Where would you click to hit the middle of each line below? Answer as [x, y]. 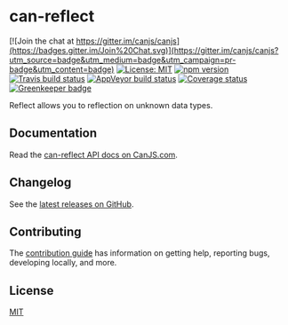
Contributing [45, 231]
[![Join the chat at [42, 41]
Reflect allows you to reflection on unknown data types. [111, 105]
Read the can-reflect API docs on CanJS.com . [93, 155]
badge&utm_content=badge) [62, 69]
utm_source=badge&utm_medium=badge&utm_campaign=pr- [123, 59]
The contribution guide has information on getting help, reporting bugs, [140, 253]
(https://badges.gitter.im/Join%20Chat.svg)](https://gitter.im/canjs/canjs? [144, 50]
